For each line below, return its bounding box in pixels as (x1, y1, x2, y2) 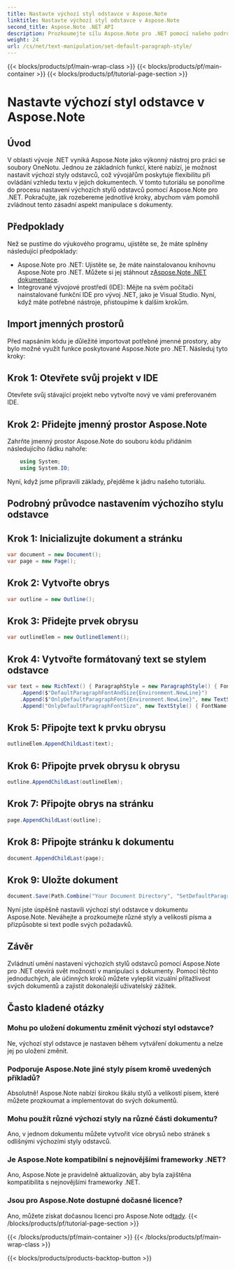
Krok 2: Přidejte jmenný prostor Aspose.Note (7, 419, 208, 430)
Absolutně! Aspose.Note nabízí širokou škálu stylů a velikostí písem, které (7, 1089, 220, 1097)
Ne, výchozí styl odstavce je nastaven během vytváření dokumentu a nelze (7, 1039, 224, 1047)
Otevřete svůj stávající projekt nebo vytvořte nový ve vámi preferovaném (7, 390, 217, 399)
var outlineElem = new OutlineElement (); (7, 633, 130, 641)
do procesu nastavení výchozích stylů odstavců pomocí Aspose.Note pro (7, 185, 218, 194)
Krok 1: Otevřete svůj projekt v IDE (7, 372, 159, 384)
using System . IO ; (20, 465, 71, 472)
